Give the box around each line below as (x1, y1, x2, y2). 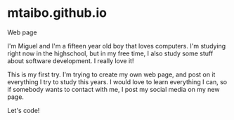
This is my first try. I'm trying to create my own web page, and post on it (7, 70, 216, 79)
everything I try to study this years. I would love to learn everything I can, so (7, 77, 227, 86)
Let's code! (7, 106, 40, 114)
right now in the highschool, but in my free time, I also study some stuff (7, 49, 214, 58)
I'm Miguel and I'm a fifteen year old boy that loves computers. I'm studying (7, 41, 226, 50)
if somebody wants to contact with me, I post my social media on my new (7, 85, 220, 93)
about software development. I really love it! (7, 56, 134, 65)
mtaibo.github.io (7, 5, 108, 21)
